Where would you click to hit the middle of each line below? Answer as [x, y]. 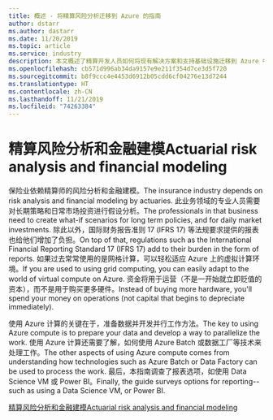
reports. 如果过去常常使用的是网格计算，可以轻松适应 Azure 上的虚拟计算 [131, 259]
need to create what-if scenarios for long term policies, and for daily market [135, 220]
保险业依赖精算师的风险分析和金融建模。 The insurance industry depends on [136, 191]
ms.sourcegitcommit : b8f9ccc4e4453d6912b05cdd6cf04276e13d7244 [118, 76]
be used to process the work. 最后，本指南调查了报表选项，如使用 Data [128, 371]
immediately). [31, 307]
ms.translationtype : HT [49, 84]
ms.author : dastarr [41, 31]
